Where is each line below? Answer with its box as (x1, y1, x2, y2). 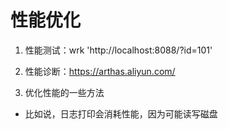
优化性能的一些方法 (24, 86, 105, 98)
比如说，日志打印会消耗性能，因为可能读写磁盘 (24, 107, 218, 120)
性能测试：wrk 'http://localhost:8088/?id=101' (24, 44, 213, 56)
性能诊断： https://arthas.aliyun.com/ (24, 65, 176, 77)
